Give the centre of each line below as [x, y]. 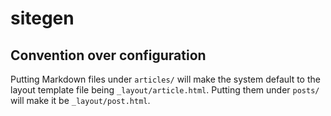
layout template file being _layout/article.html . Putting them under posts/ [165, 90]
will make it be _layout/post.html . [80, 100]
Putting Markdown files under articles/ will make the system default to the [165, 79]
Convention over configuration [108, 55]
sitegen [42, 18]
